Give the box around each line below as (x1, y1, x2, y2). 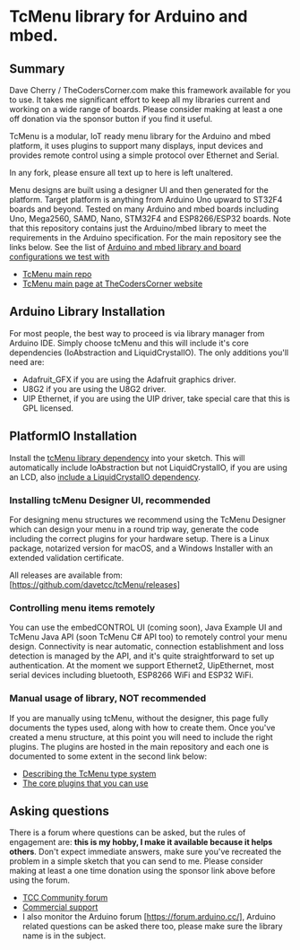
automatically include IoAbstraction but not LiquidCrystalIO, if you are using (9, 462, 288, 473)
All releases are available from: (9, 570, 123, 580)
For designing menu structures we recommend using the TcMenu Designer (9, 514, 287, 525)
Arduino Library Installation (9, 304, 166, 319)
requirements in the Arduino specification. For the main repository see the (9, 232, 282, 243)
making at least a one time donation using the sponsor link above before (9, 866, 276, 876)
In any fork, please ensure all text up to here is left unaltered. (9, 168, 234, 178)
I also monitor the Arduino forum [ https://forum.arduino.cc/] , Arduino (21, 911, 276, 922)
